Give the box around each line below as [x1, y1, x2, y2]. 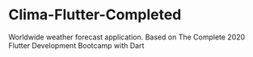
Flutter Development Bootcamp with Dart [8, 40, 145, 50]
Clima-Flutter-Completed [8, 6, 182, 24]
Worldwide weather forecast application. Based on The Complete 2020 [8, 32, 246, 42]
